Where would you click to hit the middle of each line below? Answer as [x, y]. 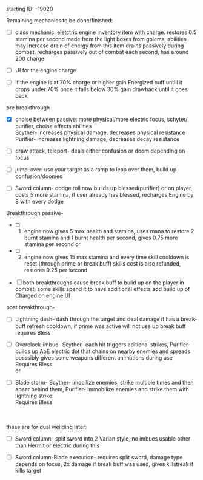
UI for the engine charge [45, 70]
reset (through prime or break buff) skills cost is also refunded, [102, 264]
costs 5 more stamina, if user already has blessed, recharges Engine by [104, 195]
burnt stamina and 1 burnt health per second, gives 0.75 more [101, 238]
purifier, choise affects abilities [53, 126]
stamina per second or [52, 244]
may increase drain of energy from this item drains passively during [99, 46]
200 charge [29, 59]
